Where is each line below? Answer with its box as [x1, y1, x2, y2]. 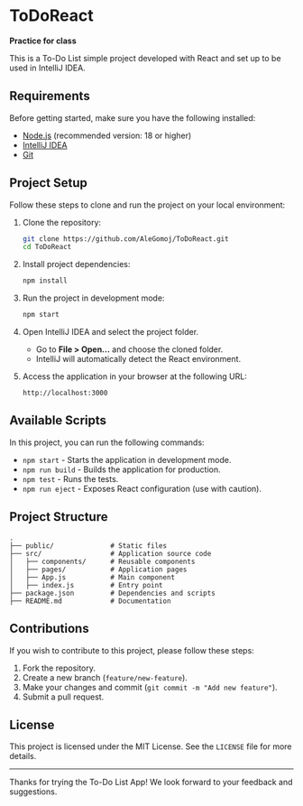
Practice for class [9, 35, 77, 46]
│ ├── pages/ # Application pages [9, 565, 188, 574]
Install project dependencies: [22, 259, 131, 270]
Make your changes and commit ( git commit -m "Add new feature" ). [22, 681, 278, 692]
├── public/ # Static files [9, 541, 168, 551]
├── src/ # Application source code [9, 549, 212, 558]
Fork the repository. [22, 662, 96, 673]
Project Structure [9, 509, 108, 524]
